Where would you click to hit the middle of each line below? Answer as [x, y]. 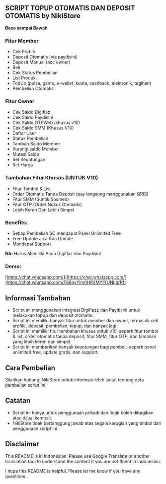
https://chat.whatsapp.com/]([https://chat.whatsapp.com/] [67, 277]
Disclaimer [22, 444]
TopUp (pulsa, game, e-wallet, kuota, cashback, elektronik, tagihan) [82, 83]
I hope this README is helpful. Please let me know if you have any [73, 471]
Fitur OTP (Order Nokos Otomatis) [47, 204]
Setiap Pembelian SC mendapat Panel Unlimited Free [66, 233]
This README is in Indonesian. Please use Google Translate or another [78, 456]
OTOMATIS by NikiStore [43, 16]
